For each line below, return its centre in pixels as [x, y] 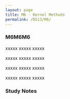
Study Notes [21, 91]
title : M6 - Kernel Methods [35, 15]
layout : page [19, 10]
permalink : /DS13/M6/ [28, 19]
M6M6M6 [18, 37]
